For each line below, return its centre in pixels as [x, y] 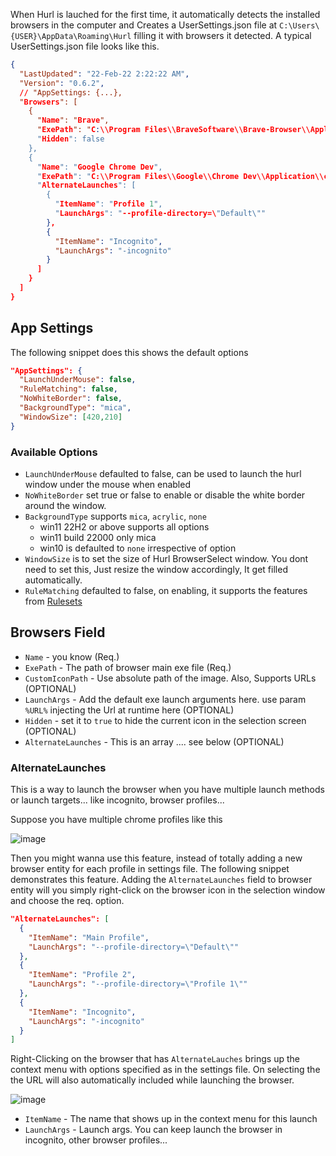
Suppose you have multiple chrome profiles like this [116, 820]
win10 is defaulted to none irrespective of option [138, 548]
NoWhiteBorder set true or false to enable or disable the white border [165, 495]
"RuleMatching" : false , [68, 389]
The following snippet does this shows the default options [129, 352]
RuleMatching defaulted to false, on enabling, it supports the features [166, 590]
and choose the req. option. [67, 901]
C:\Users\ [299, 26]
